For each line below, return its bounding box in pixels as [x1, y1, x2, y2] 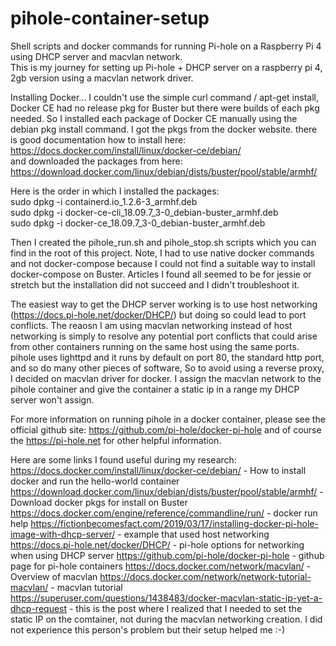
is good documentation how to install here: [10, 133, 187, 146]
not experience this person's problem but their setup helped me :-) [10, 623, 286, 636]
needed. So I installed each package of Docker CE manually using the [10, 112, 298, 124]
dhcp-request [10, 602, 68, 614]
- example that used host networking [117, 528, 270, 540]
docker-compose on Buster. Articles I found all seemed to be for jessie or [10, 268, 312, 280]
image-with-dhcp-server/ [10, 528, 116, 540]
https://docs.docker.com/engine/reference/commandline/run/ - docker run [10, 507, 318, 519]
